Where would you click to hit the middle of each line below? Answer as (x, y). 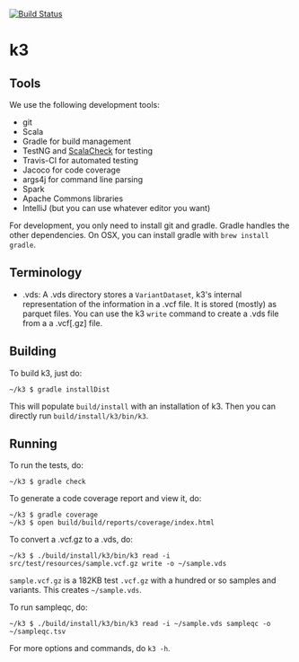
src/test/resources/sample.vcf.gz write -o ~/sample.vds (118, 564)
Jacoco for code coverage (71, 170)
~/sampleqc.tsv (38, 632)
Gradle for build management (77, 141)
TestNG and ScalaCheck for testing (88, 151)
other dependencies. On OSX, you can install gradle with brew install (139, 235)
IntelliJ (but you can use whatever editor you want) (116, 208)
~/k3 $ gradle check (48, 482)
